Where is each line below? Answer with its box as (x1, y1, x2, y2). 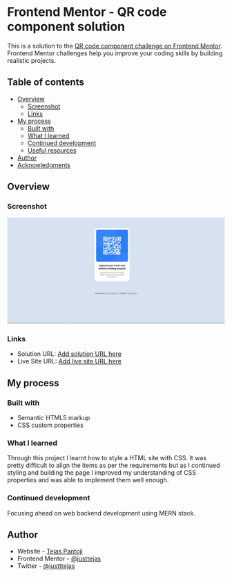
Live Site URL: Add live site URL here (17, 357, 122, 366)
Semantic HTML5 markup (17, 414, 90, 422)
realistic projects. (7, 56, 57, 64)
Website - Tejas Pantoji (17, 547, 83, 556)
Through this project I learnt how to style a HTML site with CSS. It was (7, 454, 207, 462)
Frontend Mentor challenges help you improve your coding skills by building (7, 49, 223, 57)
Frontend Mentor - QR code (7, 4, 167, 20)
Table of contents (7, 77, 84, 88)
